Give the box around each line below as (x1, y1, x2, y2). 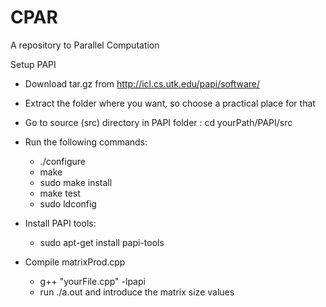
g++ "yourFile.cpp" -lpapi (39, 275, 146, 287)
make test (39, 187, 81, 199)
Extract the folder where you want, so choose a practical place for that (24, 97, 316, 109)
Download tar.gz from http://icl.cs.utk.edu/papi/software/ (24, 77, 261, 90)
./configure (39, 155, 86, 167)
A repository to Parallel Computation (10, 39, 160, 51)
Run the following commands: (24, 136, 148, 148)
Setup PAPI (10, 58, 57, 70)
